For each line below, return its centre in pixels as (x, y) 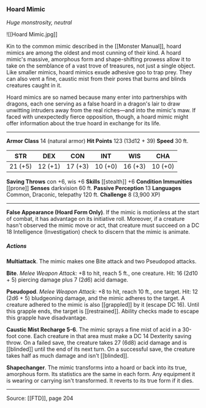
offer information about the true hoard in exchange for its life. (84, 123)
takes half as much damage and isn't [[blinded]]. (68, 356)
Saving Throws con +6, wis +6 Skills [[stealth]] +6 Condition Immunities (99, 182)
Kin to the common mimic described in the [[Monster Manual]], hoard (94, 46)
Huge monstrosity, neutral (39, 23)
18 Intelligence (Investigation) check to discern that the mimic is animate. (98, 232)
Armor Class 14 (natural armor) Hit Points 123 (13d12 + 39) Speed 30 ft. (97, 141)
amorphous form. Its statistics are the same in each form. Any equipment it (101, 374)
